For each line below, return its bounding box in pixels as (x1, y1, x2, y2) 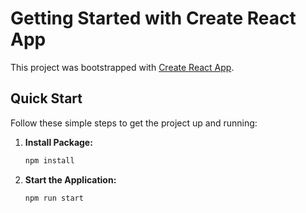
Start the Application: (24, 173, 117, 186)
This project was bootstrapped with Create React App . (10, 61, 235, 73)
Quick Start (10, 90, 83, 107)
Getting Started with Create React (10, 7, 297, 30)
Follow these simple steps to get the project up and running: (10, 117, 258, 129)
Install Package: (24, 136, 93, 148)
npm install (24, 155, 75, 166)
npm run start (24, 193, 84, 203)
